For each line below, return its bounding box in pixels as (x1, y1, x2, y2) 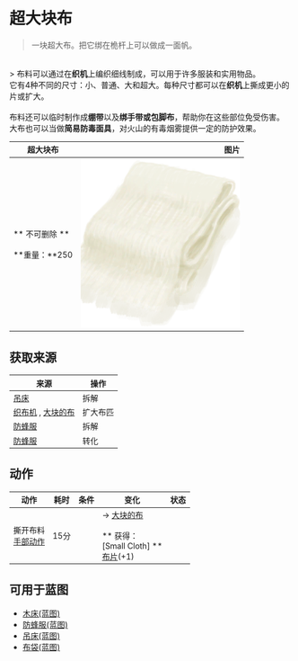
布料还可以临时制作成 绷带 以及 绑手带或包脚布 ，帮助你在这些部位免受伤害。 (9, 112, 285, 122)
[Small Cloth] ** (101, 540, 163, 551)
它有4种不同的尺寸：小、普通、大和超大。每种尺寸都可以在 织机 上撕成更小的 (9, 79, 290, 90)
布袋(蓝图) (22, 641, 61, 652)
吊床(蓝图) (22, 630, 61, 641)
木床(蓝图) (22, 608, 61, 619)
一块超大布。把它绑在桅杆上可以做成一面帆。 (31, 40, 197, 50)
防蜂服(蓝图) (22, 619, 69, 630)
